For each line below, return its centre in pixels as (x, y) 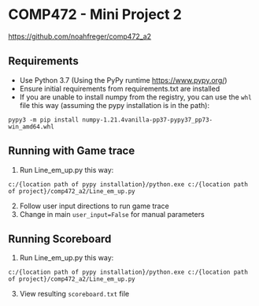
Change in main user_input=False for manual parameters (112, 214)
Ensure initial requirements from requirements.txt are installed (120, 88)
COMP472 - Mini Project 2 (95, 15)
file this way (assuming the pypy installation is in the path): (115, 105)
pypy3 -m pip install (44, 120)
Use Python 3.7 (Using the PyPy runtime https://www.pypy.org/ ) (123, 80)
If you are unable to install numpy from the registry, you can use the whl (135, 97)
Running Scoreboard (60, 239)
